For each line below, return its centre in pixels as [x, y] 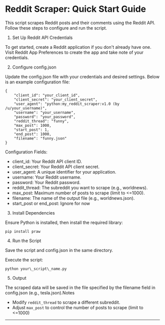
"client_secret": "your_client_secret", [56, 100]
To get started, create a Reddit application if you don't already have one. [78, 47]
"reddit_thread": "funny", [41, 121]
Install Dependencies [33, 213]
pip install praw [23, 231]
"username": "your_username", [45, 112]
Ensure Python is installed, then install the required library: [64, 222]
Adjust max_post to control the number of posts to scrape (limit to [78, 307]
